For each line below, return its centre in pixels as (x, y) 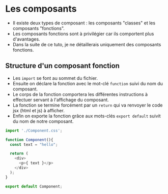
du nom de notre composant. (43, 121)
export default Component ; (34, 186)
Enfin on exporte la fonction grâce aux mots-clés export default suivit (87, 116)
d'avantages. (26, 39)
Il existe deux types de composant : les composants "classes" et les (84, 23)
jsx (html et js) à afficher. (38, 110)
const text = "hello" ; (34, 144)
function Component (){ (29, 140)
